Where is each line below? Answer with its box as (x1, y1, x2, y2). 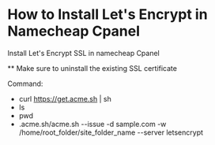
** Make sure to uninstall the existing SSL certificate (7, 63, 177, 72)
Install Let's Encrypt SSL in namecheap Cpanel (7, 48, 160, 58)
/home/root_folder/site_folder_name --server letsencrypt (18, 128, 203, 137)
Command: (7, 79, 43, 88)
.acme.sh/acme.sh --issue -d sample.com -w (18, 119, 167, 128)
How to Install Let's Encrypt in (7, 6, 208, 24)
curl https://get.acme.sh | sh (18, 94, 111, 103)
